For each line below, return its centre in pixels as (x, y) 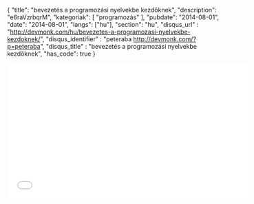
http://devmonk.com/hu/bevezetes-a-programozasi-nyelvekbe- (100, 32)
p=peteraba (24, 46)
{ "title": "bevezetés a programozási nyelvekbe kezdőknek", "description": (112, 10)
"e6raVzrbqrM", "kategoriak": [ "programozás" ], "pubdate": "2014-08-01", (113, 17)
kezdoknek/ (24, 39)
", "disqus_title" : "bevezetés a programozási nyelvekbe (119, 46)
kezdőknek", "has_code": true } (52, 54)
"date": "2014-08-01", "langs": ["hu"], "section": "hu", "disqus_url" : (103, 24)
